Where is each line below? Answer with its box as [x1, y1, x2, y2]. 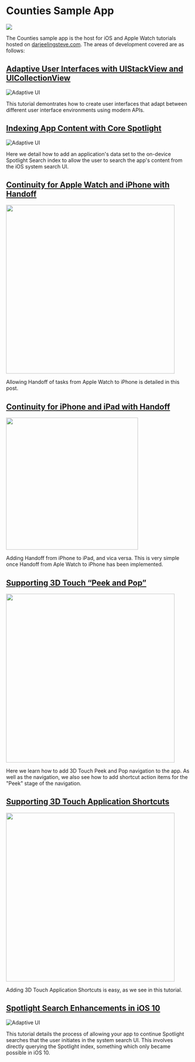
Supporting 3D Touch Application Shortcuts [6, 797, 170, 807]
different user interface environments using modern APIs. [6, 106, 145, 113]
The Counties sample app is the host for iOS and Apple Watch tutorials [6, 34, 176, 42]
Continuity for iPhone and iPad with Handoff [6, 402, 170, 412]
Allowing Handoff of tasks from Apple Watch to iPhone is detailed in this [6, 379, 180, 386]
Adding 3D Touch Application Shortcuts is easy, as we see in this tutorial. [6, 986, 183, 993]
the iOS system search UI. [6, 163, 69, 170]
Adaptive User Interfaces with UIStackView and [6, 64, 183, 74]
